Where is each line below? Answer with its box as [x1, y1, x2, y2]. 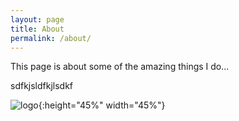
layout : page [10, 14, 65, 25]
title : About [10, 24, 65, 34]
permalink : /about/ [10, 33, 92, 43]
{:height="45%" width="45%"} [38, 99, 166, 111]
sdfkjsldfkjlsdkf [10, 80, 74, 92]
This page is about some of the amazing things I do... [10, 61, 230, 73]
